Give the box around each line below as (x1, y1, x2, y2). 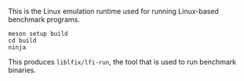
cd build (8, 37, 37, 44)
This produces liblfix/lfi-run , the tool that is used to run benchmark (8, 58, 237, 66)
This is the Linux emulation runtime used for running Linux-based (8, 7, 220, 16)
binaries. (8, 65, 37, 75)
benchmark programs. (8, 15, 80, 24)
